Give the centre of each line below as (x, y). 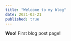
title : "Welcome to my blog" (36, 10)
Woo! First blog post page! (33, 33)
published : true (22, 19)
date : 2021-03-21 (23, 14)
